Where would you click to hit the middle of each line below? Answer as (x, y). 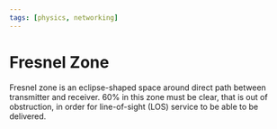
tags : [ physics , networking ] (64, 18)
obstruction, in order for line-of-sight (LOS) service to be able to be (134, 106)
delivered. (28, 116)
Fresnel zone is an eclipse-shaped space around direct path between (138, 88)
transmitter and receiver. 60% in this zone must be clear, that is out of (138, 97)
